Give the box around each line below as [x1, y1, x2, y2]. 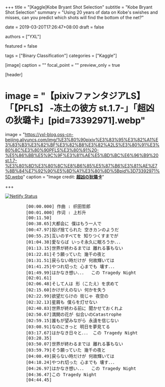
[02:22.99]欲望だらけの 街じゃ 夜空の [26, 293, 109, 299]
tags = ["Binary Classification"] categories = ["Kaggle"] [5, 53, 117, 58]
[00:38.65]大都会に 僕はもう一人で [26, 221, 102, 226]
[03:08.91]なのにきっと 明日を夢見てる [26, 324, 110, 330]
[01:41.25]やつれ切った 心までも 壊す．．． [26, 264, 117, 269]
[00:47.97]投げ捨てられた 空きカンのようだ [26, 227, 119, 232]
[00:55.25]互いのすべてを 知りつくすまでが [26, 233, 119, 239]
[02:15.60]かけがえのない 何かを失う [26, 287, 107, 293]
